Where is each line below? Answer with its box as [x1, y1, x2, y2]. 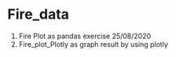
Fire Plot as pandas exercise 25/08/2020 [18, 31, 152, 41]
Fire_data [7, 5, 70, 23]
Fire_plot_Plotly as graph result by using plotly [18, 39, 168, 48]
